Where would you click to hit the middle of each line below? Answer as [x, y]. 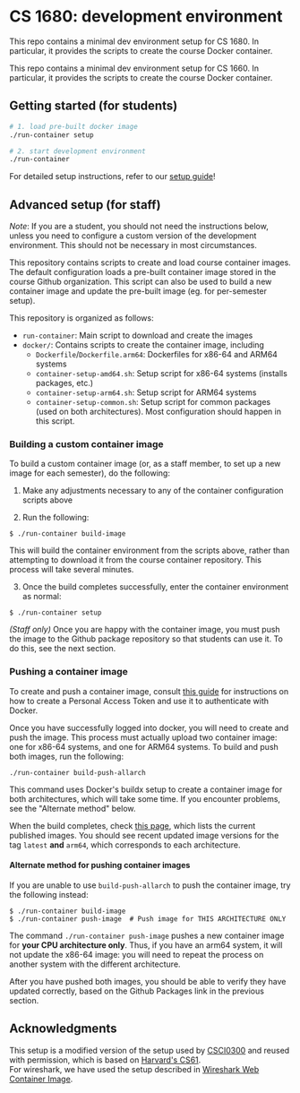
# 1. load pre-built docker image [74, 126]
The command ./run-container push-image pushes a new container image [147, 935]
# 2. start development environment [77, 151]
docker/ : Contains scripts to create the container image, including [143, 345]
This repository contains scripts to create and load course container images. [150, 262]
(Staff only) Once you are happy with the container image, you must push [145, 630]
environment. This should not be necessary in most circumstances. [133, 245]
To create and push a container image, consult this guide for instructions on [149, 691]
